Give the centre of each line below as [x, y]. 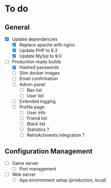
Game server [25, 163]
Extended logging [37, 101]
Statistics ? [38, 129]
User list [35, 95]
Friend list [37, 118]
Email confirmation [39, 78]
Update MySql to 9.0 [40, 56]
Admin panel [32, 84]
